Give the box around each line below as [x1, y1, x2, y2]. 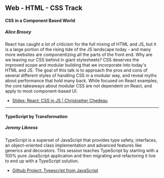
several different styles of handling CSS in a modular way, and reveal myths [5, 72, 157, 78]
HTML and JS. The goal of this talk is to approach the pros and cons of [5, 67, 148, 73]
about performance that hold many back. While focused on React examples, [5, 77, 158, 83]
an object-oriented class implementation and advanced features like [5, 142, 142, 148]
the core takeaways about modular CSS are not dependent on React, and [5, 83, 152, 89]
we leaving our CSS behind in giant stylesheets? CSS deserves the [5, 56, 139, 63]
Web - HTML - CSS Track [5, 4, 83, 12]
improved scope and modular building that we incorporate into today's [5, 62, 146, 68]
